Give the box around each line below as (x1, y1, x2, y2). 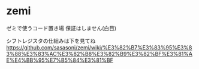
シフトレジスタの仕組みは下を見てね (6, 37, 96, 44)
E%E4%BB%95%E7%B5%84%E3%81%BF (6, 57, 114, 64)
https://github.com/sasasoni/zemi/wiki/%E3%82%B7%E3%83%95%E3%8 (6, 43, 192, 51)
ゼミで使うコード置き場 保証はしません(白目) (6, 24, 117, 32)
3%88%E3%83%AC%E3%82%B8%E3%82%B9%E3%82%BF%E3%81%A (6, 50, 193, 57)
